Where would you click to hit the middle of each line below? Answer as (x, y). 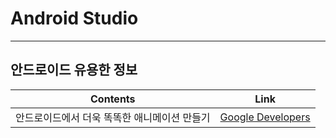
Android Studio (74, 18)
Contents (113, 99)
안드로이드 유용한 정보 (74, 70)
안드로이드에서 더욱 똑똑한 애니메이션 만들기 (113, 117)
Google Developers (265, 117)
